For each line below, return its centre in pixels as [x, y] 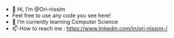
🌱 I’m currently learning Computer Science [65, 22]
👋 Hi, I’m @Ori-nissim [38, 9]
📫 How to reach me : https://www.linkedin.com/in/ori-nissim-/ [90, 28]
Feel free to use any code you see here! [61, 15]
